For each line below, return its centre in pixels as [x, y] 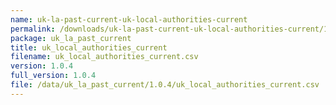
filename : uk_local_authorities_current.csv [104, 57]
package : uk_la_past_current [71, 38]
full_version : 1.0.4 [53, 76]
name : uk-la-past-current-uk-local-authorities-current [129, 19]
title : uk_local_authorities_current [89, 47]
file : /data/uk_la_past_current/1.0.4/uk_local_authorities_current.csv [165, 85]
